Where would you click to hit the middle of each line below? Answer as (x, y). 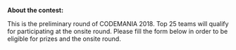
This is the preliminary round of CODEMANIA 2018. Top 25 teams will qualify (118, 24)
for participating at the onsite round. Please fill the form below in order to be (118, 31)
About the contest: (36, 10)
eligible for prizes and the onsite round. (64, 39)
